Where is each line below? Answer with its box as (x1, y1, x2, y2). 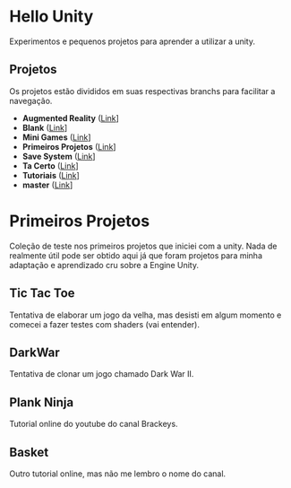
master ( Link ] (21, 179, 73, 190)
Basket (9, 444, 49, 459)
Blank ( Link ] (21, 122, 68, 133)
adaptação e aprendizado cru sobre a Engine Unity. (9, 259, 200, 270)
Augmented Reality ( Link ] (21, 112, 119, 123)
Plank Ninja (9, 395, 74, 410)
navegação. (9, 95, 53, 106)
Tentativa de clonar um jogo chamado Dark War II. (9, 369, 194, 379)
